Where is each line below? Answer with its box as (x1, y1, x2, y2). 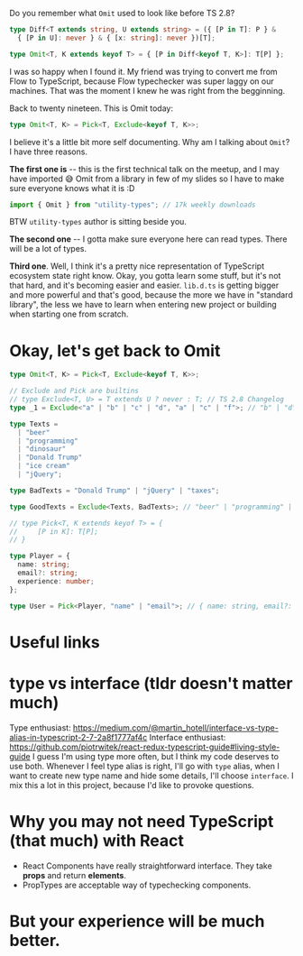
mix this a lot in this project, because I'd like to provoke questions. (9, 779, 254, 790)
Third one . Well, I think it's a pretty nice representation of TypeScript (9, 261, 264, 271)
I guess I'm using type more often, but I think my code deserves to (32, 750, 280, 761)
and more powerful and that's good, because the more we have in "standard (9, 290, 293, 300)
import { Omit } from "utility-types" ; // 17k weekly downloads (9, 200, 256, 209)
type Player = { (9, 552, 70, 561)
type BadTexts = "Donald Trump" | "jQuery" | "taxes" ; (9, 486, 220, 495)
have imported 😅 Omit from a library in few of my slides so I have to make (9, 173, 285, 184)
